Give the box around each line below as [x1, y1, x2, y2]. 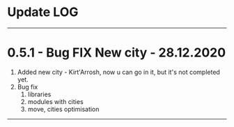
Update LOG [7, 4, 79, 20]
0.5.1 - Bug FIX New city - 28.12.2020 [7, 45, 226, 61]
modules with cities [27, 97, 84, 105]
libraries [27, 90, 52, 98]
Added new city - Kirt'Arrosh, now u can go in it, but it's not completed [17, 68, 221, 76]
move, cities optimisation [27, 105, 100, 113]
